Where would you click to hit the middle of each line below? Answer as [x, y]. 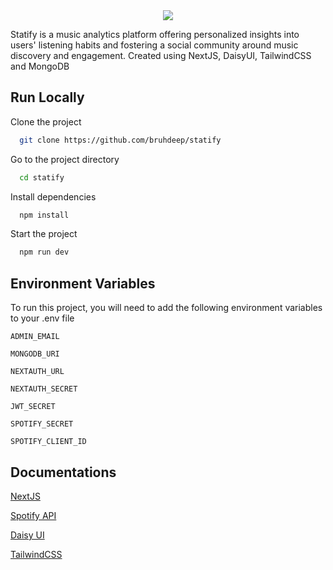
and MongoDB [40, 66]
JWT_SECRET [33, 407]
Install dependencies [53, 196]
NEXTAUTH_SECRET [44, 389]
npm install [44, 215]
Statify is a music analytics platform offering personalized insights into [155, 34]
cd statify [42, 177]
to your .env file [42, 318]
